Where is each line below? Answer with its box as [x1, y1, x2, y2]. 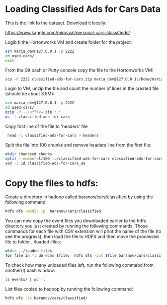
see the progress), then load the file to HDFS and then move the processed [5, 233, 159, 239]
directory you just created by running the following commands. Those [5, 223, 148, 229]
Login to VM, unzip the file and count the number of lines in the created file [5, 85, 159, 91]
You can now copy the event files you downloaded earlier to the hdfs [5, 218, 146, 224]
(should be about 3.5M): [5, 91, 55, 97]
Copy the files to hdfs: [5, 177, 98, 189]
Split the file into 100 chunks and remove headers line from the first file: [5, 142, 152, 148]
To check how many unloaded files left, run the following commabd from [5, 262, 154, 268]
